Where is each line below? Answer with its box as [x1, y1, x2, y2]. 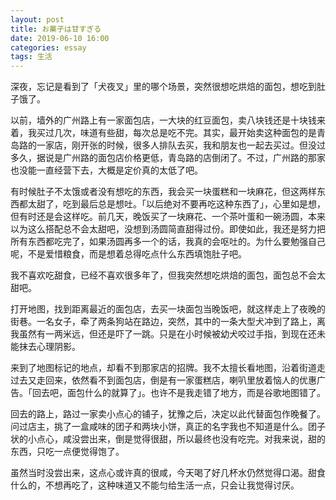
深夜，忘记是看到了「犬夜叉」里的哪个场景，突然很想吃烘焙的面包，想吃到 [10, 81, 317, 93]
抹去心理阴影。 [18, 341, 81, 353]
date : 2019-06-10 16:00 [10, 33, 110, 43]
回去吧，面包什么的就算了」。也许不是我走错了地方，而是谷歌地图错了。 [31, 387, 326, 399]
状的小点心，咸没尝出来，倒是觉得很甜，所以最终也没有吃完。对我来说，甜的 [10, 433, 326, 445]
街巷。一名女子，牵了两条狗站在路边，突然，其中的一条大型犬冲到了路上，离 [10, 316, 326, 328]
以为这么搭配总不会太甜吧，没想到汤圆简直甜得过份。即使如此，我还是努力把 [10, 223, 326, 235]
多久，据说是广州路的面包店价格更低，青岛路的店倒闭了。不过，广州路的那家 [10, 152, 326, 164]
